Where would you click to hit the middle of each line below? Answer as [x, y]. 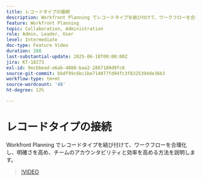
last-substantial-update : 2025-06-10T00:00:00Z [67, 57]
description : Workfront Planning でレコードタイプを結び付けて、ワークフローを [99, 17]
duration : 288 [24, 51]
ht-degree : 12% [25, 90]
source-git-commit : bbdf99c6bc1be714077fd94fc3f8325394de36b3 [86, 73]
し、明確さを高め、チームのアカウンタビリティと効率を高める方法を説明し [98, 152]
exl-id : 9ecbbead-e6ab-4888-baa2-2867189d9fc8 [66, 68]
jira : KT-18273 [25, 62]
